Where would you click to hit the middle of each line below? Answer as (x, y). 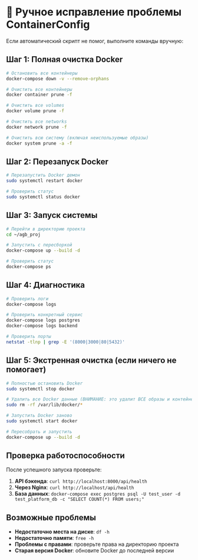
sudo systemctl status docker (43, 197)
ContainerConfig (48, 25)
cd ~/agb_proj (24, 235)
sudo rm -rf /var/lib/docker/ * (44, 405)
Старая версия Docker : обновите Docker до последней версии (94, 551)
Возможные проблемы (51, 517)
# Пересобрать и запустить (39, 432)
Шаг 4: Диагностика (46, 285)
